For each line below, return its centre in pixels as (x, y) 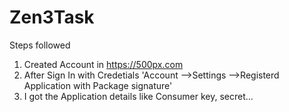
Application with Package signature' (98, 85)
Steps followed (40, 45)
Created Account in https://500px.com (103, 64)
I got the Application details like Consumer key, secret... (138, 96)
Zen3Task (52, 17)
